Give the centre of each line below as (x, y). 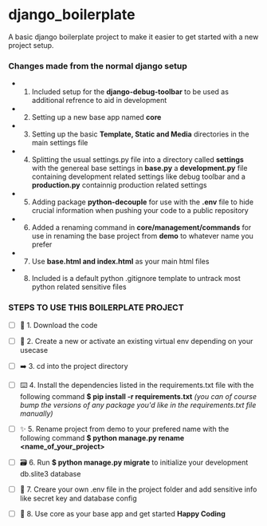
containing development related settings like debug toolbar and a (138, 176)
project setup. (31, 45)
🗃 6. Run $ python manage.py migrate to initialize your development (134, 462)
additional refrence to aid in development (99, 101)
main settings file (60, 143)
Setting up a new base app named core (96, 117)
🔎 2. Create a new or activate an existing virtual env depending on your (136, 341)
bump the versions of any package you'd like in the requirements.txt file (138, 405)
